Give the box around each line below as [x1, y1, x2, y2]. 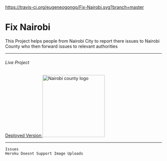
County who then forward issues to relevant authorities [5, 43, 118, 49]
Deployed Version [5, 133, 42, 139]
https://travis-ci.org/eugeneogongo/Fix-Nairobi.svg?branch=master [5, 4, 144, 10]
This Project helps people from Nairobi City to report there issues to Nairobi [5, 38, 160, 44]
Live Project [5, 59, 30, 65]
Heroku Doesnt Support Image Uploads [5, 151, 83, 156]
